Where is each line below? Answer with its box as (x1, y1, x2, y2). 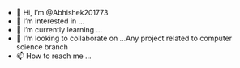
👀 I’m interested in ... (15, 16, 85, 26)
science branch (15, 42, 69, 52)
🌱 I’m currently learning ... (15, 25, 103, 34)
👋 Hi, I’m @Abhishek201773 (15, 8, 109, 17)
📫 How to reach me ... (15, 51, 92, 61)
